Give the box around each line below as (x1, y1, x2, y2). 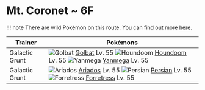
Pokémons (106, 38, 138, 46)
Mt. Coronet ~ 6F (6, 4, 94, 18)
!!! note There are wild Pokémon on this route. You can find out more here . (6, 24, 192, 31)
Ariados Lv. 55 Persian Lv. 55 (78, 66, 192, 74)
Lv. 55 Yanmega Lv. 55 (48, 56, 149, 64)
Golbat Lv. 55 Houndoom (75, 48, 187, 57)
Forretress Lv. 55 (85, 74, 135, 82)
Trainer (15, 38, 37, 46)
